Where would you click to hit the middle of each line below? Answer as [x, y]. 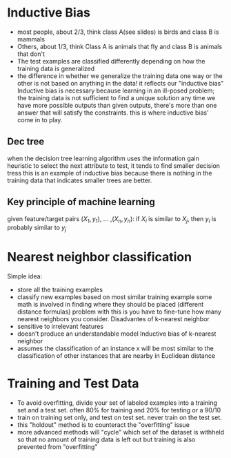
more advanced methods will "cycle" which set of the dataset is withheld [121, 432]
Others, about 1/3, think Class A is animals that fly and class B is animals [120, 46]
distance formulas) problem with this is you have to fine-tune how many [119, 312]
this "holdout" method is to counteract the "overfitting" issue [103, 425]
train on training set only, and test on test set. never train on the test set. [119, 418]
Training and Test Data [73, 384]
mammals [31, 39]
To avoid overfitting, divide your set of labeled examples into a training [117, 403]
